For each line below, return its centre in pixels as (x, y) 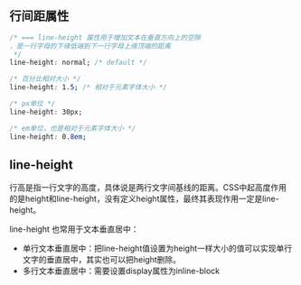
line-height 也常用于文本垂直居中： (74, 229)
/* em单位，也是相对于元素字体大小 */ (73, 128)
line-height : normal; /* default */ (78, 63)
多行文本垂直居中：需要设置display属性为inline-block (121, 271)
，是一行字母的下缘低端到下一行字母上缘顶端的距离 (90, 46)
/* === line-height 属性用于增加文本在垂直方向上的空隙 (105, 37)
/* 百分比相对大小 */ (45, 79)
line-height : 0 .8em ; (48, 137)
